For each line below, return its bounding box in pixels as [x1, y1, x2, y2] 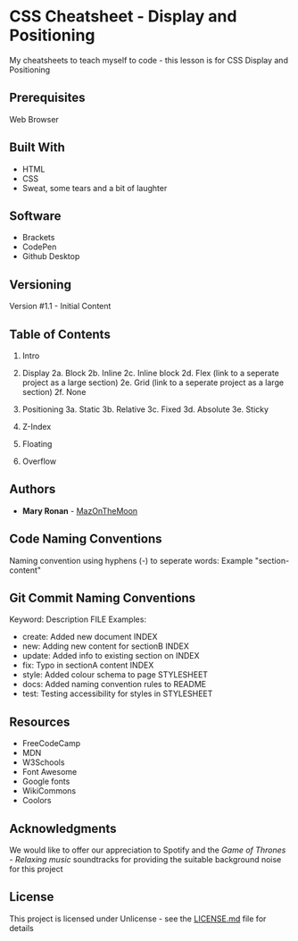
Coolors [21, 795, 52, 806]
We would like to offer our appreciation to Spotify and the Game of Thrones [9, 844, 286, 855]
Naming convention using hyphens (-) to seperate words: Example [9, 555, 253, 566]
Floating [21, 439, 53, 449]
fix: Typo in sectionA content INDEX [21, 660, 154, 671]
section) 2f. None [21, 387, 87, 397]
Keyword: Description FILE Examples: [9, 614, 147, 625]
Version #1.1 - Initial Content [9, 301, 112, 312]
